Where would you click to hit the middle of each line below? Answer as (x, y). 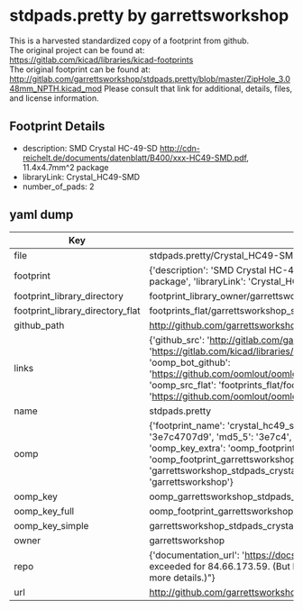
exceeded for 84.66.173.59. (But (219, 566)
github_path (39, 325)
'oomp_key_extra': (187, 448)
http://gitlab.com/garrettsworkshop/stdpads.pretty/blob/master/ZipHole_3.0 (150, 78)
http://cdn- (180, 148)
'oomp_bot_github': (189, 362)
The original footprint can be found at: (80, 69)
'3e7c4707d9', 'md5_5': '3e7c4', (220, 436)
